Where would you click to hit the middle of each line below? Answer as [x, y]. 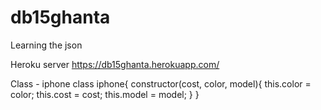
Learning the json [46, 45]
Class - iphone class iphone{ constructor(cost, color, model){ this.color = [161, 83]
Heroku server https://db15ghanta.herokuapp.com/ [115, 64]
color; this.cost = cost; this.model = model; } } [105, 94]
